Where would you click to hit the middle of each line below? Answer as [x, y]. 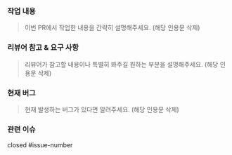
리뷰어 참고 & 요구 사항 [43, 48]
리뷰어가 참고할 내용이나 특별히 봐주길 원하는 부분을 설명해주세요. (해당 [121, 64]
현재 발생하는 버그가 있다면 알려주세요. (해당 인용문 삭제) [102, 109]
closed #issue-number [40, 145]
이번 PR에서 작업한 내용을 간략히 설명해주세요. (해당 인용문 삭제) [112, 28]
